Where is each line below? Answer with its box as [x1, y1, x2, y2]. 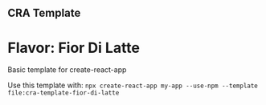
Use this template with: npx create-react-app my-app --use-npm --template [7, 80, 259, 91]
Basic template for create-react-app [7, 65, 127, 75]
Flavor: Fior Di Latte [7, 38, 141, 57]
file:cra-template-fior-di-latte [7, 89, 120, 97]
